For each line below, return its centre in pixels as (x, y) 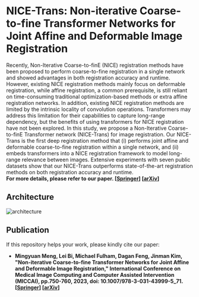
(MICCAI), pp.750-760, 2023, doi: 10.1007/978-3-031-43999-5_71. (99, 281)
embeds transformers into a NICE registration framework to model (87, 153)
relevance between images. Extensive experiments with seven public (106, 159)
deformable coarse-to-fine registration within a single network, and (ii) (93, 147)
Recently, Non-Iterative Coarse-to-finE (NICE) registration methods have (95, 65)
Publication (28, 230)
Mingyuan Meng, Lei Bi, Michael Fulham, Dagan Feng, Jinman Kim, (98, 256)
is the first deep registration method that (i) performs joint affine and (105, 140)
